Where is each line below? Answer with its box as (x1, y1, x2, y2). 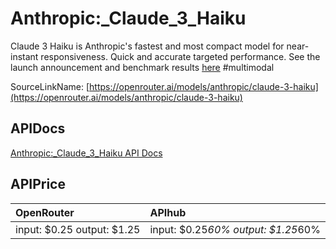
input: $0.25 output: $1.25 (15, 222, 141, 236)
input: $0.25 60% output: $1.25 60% (149, 222, 321, 236)
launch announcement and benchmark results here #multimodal (10, 61, 275, 73)
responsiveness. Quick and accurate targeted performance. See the (40, 50, 321, 62)
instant (10, 50, 39, 62)
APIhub (149, 205, 187, 219)
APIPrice (10, 176, 66, 193)
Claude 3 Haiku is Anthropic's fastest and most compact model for (10, 40, 285, 52)
